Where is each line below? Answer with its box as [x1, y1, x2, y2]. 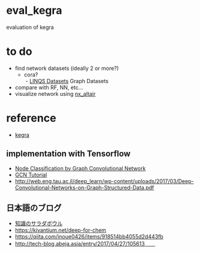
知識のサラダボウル [14, 220, 63, 227]
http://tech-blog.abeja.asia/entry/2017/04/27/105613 [14, 240, 145, 248]
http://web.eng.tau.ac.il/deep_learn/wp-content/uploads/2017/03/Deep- [14, 177, 194, 184]
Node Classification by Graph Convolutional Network [14, 164, 146, 172]
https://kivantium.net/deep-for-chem [14, 226, 106, 234]
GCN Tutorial [14, 171, 47, 178]
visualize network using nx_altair [14, 90, 96, 97]
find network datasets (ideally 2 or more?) [14, 64, 119, 72]
